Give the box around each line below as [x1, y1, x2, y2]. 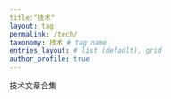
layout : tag [9, 21, 54, 30]
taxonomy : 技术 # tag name [9, 37, 107, 47]
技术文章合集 [9, 80, 56, 90]
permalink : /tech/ [9, 29, 78, 38]
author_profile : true [9, 54, 90, 63]
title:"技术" [9, 12, 56, 22]
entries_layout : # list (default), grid [9, 46, 163, 55]
